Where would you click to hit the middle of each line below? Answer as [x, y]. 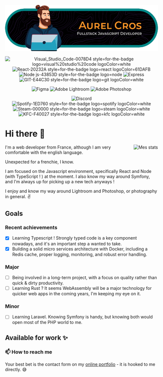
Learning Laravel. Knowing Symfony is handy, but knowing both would [82, 317]
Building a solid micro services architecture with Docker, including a [80, 249]
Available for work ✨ [36, 338]
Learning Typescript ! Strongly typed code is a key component [74, 238]
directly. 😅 [16, 370]
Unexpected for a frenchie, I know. [40, 162]
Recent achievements [31, 227]
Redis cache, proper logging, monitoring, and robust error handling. [80, 254]
